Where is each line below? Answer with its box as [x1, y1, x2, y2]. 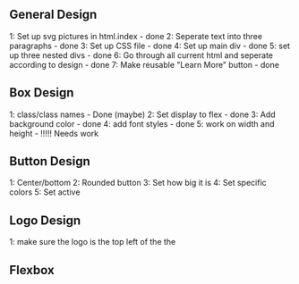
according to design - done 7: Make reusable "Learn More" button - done [9, 59, 280, 70]
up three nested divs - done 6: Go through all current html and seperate [9, 49, 274, 61]
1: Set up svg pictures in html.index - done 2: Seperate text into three [9, 30, 262, 41]
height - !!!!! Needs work [9, 128, 99, 138]
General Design [9, 7, 98, 22]
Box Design [9, 85, 74, 101]
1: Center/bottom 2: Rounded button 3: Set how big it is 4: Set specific [9, 178, 267, 188]
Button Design [9, 154, 91, 169]
